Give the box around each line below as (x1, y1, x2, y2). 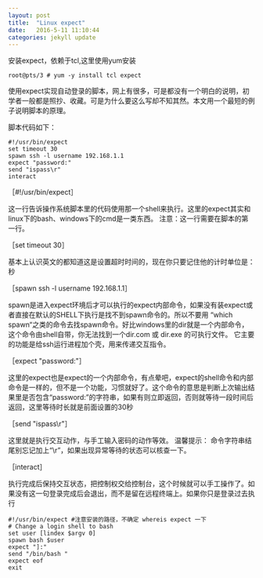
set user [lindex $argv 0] (8, 529, 96, 538)
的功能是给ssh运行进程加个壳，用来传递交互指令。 (8, 339, 171, 349)
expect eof (8, 557, 44, 565)
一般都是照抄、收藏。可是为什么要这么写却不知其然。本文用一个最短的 (21, 96, 248, 106)
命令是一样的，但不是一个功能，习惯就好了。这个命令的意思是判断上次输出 (8, 382, 248, 393)
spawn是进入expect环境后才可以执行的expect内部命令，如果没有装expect (8, 300, 247, 310)
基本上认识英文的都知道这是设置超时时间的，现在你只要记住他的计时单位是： (8, 257, 255, 267)
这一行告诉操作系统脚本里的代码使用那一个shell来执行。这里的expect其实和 (8, 204, 251, 214)
